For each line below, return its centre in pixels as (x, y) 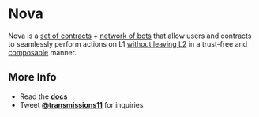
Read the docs (43, 96)
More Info (32, 77)
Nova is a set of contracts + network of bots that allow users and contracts (130, 36)
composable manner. (43, 52)
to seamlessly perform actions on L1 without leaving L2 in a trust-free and (128, 43)
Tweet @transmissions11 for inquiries (81, 104)
